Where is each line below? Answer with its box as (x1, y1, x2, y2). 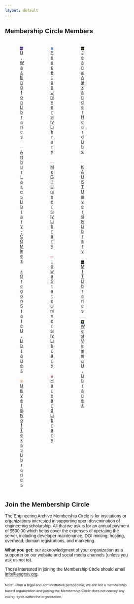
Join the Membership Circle (5, 500, 90, 508)
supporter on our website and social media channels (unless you (5, 552, 128, 558)
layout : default (5, 8, 38, 13)
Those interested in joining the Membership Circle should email (5, 566, 125, 572)
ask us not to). (5, 557, 33, 563)
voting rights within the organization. (5, 594, 63, 599)
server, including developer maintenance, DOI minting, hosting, (5, 533, 125, 539)
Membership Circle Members (5, 27, 93, 35)
